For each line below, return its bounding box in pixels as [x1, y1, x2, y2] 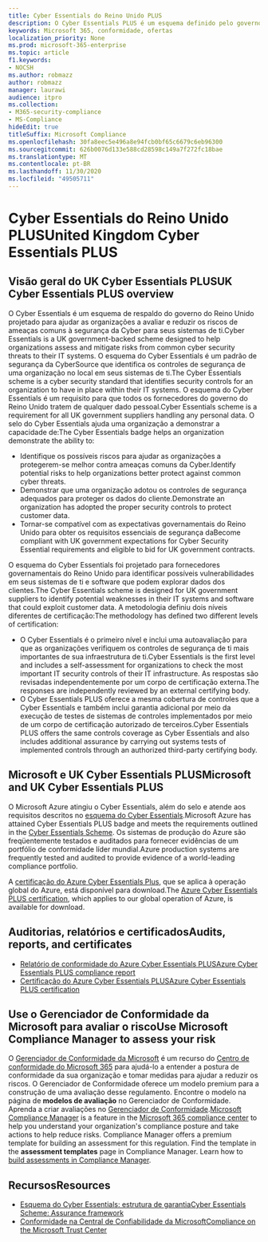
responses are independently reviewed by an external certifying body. [19, 686, 250, 695]
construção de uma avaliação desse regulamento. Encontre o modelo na [8, 1087, 246, 1098]
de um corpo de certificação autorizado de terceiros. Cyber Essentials [19, 719, 249, 729]
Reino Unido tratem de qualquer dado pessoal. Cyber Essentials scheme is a [8, 401, 258, 411]
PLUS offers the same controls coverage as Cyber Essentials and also [19, 728, 250, 738]
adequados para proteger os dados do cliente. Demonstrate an [19, 493, 225, 503]
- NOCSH [8, 64, 34, 72]
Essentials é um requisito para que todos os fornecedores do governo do [8, 393, 249, 403]
